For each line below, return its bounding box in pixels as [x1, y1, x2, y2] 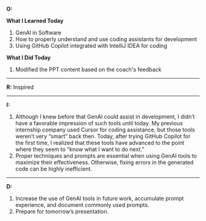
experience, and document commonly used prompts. [15, 201, 150, 208]
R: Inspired [6, 83, 34, 91]
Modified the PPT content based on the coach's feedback [15, 66, 162, 73]
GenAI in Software [15, 29, 62, 36]
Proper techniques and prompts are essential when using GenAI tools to [15, 152, 197, 159]
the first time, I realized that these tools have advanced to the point [15, 139, 185, 146]
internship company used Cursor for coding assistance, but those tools [15, 126, 195, 133]
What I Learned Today [6, 17, 64, 24]
